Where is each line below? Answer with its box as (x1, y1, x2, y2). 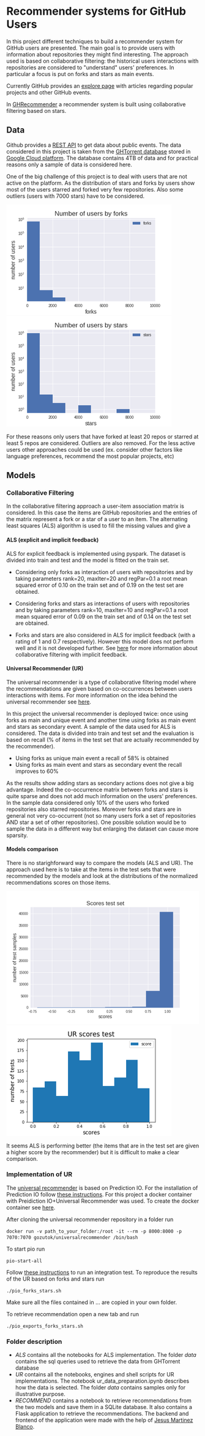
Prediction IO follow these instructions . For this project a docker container (6, 1190, 192, 1198)
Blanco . (15, 1423, 35, 1430)
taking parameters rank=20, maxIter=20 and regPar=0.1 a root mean (15, 575, 188, 582)
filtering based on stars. (6, 107, 67, 114)
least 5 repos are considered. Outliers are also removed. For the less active (6, 439, 196, 446)
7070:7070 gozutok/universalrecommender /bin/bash (6, 1234, 138, 1241)
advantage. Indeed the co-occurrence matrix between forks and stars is (6, 786, 188, 793)
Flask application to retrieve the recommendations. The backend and (15, 1410, 189, 1418)
